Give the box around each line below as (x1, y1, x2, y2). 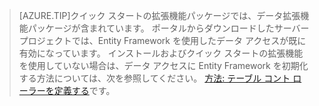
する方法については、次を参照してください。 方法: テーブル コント (18, 72, 291, 84)
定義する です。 (53, 85, 116, 96)
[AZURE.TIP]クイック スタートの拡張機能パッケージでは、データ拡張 (18, 10, 301, 21)
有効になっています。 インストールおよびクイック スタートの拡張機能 (18, 47, 304, 59)
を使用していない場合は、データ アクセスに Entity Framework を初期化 (18, 60, 309, 71)
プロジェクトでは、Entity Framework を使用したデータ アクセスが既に (18, 35, 307, 46)
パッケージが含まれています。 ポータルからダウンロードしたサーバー (27, 22, 310, 34)
